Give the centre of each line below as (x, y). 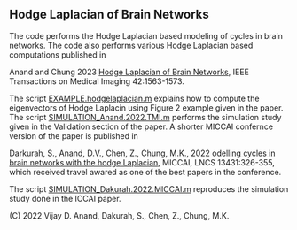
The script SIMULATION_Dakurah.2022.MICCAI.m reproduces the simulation (149, 188)
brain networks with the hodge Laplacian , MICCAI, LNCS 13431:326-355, (142, 162)
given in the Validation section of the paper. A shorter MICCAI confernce (141, 126)
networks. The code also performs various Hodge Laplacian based (131, 45)
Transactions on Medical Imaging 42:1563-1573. (97, 81)
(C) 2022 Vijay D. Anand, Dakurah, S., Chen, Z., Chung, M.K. (119, 215)
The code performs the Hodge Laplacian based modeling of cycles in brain (146, 35)
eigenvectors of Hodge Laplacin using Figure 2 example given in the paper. (146, 107)
